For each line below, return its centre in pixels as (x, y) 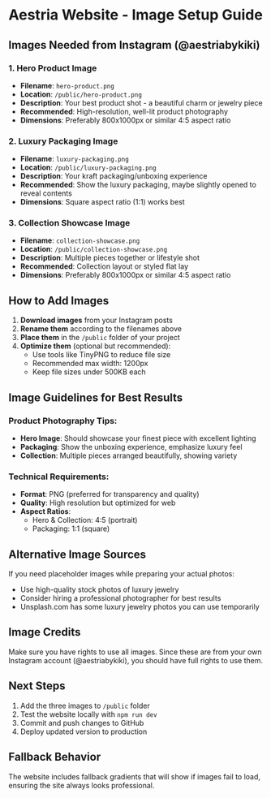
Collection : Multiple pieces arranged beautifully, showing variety (129, 455)
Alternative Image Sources (77, 554)
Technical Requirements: (59, 477)
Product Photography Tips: (63, 421)
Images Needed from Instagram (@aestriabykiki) (134, 45)
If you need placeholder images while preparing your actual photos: (122, 574)
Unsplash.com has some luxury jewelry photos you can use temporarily (140, 607)
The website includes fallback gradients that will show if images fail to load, (135, 776)
